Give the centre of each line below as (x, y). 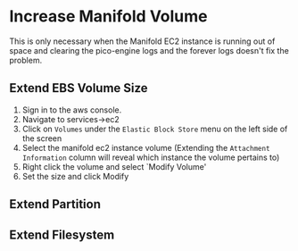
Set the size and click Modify (75, 176)
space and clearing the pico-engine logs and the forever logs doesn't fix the (149, 50)
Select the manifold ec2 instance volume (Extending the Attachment (146, 147)
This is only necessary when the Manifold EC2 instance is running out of (142, 41)
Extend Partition (55, 204)
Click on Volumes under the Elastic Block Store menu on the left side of (155, 129)
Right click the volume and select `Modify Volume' (114, 166)
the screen (42, 138)
